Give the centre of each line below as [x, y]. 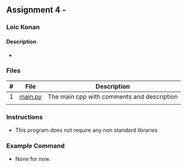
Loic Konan [23, 27]
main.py [31, 96]
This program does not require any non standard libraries [86, 130]
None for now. [33, 159]
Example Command [36, 146]
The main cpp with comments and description [113, 96]
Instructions [25, 117]
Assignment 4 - [36, 10]
